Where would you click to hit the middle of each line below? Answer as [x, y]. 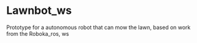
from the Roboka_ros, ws [38, 33]
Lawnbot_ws [39, 11]
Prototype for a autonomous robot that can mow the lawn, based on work [99, 27]
